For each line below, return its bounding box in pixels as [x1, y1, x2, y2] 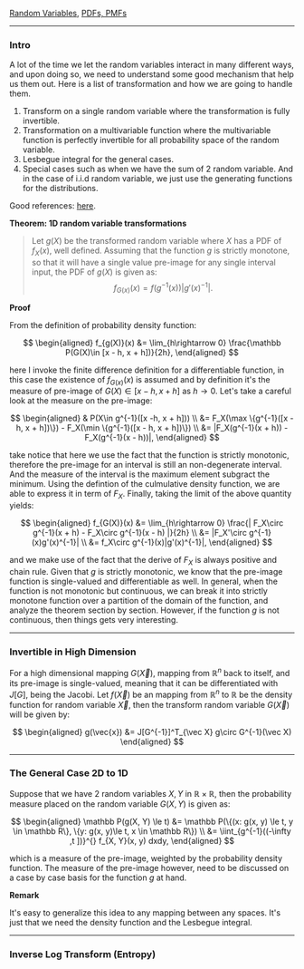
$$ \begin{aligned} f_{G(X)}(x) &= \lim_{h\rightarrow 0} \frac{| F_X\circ [20, 518, 284, 528]
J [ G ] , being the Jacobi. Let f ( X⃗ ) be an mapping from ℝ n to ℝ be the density [9, 687, 293, 700]
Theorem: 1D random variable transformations [9, 218, 187, 229]
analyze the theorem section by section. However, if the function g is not [9, 605, 280, 615]
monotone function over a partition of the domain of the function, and [9, 595, 269, 606]
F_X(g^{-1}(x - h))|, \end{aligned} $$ [84, 432, 220, 443]
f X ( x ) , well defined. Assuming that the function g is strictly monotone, [31, 245, 290, 258]
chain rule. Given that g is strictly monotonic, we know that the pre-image [9, 566, 283, 577]
